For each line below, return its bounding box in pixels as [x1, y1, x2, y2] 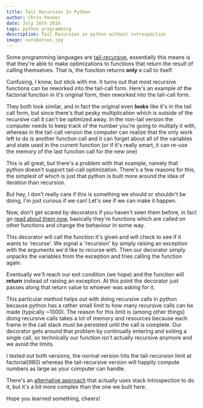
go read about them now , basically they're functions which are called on [6, 216, 186, 222]
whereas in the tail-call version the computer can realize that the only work [6, 128, 193, 136]
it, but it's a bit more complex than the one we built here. [6, 383, 147, 390]
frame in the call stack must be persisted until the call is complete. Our [6, 321, 182, 328]
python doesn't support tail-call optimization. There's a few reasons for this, [6, 166, 196, 173]
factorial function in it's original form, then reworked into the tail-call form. [6, 91, 190, 98]
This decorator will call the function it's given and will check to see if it [6, 234, 181, 240]
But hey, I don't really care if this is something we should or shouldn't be [6, 191, 186, 197]
